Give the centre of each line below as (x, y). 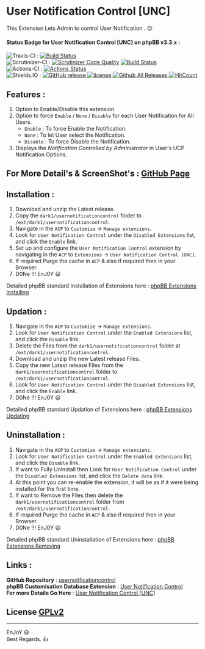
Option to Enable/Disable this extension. (65, 109)
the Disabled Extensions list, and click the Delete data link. (89, 476)
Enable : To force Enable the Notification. (75, 128)
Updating (18, 416)
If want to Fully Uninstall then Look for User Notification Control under (106, 469)
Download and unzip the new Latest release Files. (77, 358)
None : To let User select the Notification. (75, 135)
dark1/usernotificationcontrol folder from (70, 501)
